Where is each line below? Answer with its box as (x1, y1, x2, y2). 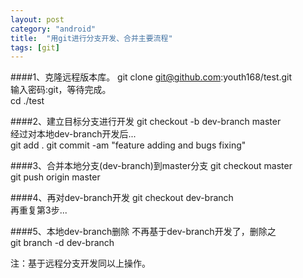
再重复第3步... (10, 204, 68, 216)
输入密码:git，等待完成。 (10, 84, 112, 96)
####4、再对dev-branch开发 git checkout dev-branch (10, 192, 234, 204)
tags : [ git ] (10, 42, 60, 53)
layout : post (10, 14, 65, 25)
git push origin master (10, 171, 101, 183)
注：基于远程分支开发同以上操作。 (10, 257, 151, 270)
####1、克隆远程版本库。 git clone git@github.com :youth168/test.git (10, 71, 293, 83)
